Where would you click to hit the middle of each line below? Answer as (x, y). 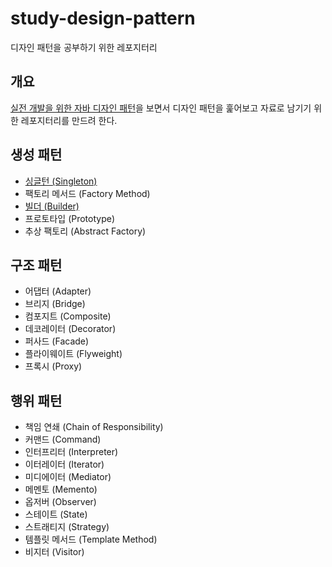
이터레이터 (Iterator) (64, 464)
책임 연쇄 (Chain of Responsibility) (94, 427)
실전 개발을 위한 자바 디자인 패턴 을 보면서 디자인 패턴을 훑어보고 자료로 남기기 (161, 108)
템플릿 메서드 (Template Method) (91, 539)
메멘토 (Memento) (61, 489)
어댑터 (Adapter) (58, 291)
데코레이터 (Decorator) (70, 329)
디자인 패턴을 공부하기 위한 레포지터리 (84, 47)
